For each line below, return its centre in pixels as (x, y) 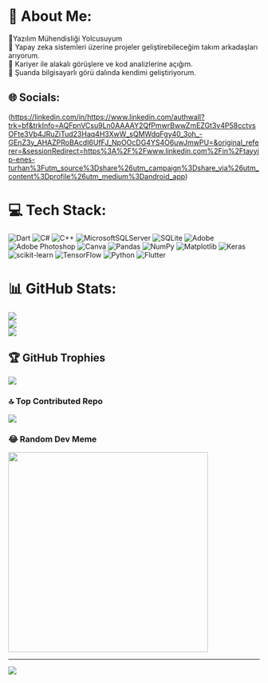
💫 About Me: (50, 16)
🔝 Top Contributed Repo (56, 401)
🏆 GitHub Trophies (57, 358)
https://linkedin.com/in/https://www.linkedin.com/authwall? (108, 117)
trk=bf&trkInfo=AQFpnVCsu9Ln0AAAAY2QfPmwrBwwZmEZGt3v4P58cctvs (132, 125)
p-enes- (22, 159)
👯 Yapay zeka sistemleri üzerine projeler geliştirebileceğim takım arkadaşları (133, 46)
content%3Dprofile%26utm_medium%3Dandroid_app (97, 176)
